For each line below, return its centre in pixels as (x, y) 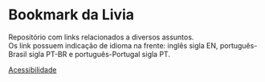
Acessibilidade (33, 69)
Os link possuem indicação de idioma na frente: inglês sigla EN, (113, 45)
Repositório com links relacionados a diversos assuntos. (101, 37)
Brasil (18, 54)
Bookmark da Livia (71, 15)
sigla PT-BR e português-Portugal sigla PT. (100, 54)
